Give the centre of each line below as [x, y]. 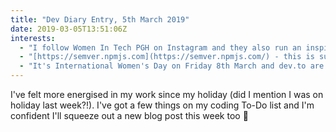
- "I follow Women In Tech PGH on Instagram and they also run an [160, 47]
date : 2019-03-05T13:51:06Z [69, 29]
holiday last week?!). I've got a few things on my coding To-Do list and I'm [162, 105]
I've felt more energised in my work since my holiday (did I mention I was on [167, 94]
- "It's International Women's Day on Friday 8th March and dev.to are [172, 66]
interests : [33, 38]
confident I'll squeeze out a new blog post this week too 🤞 [129, 115]
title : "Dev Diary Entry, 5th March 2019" [100, 19]
